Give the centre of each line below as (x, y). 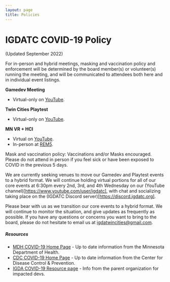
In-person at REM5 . (33, 144)
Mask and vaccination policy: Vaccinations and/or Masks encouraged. (79, 154)
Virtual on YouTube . (33, 139)
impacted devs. (29, 274)
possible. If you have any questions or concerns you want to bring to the (81, 217)
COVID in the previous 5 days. (37, 165)
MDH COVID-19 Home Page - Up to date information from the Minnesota (89, 247)
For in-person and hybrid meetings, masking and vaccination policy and (80, 64)
